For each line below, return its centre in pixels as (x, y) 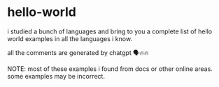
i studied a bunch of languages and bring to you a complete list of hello (109, 31)
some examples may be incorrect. (56, 76)
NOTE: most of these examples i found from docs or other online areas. (110, 69)
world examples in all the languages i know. (70, 38)
